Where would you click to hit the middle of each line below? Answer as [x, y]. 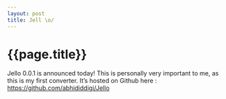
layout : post [26, 13]
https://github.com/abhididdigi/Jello [58, 88]
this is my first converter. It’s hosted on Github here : [82, 81]
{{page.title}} [47, 54]
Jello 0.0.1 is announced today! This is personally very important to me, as [113, 73]
